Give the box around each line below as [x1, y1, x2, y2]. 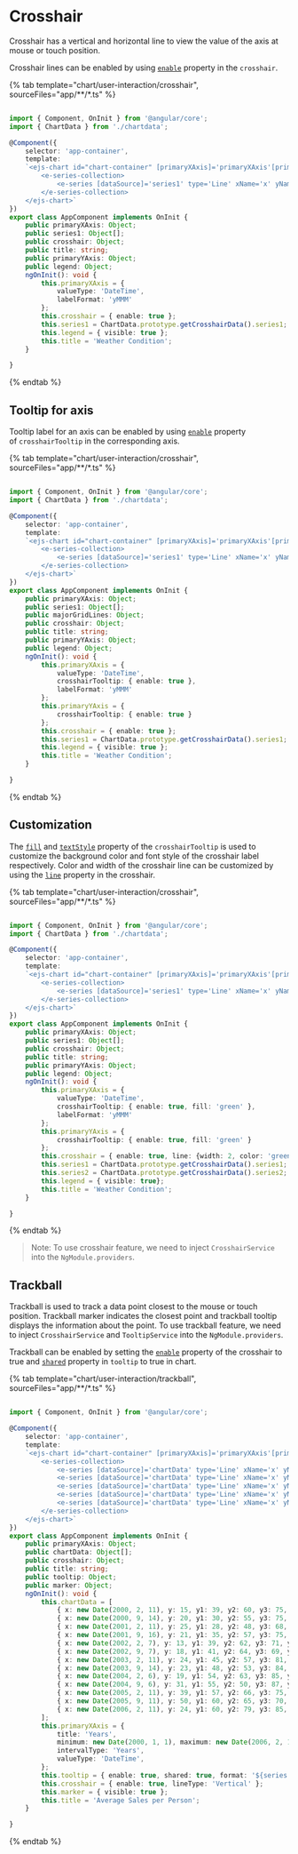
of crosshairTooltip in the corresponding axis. [9, 436, 180, 446]
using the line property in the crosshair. [9, 869, 156, 880]
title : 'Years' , [56, 1730, 117, 1738]
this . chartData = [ [41, 1597, 114, 1606]
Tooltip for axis [9, 403, 94, 418]
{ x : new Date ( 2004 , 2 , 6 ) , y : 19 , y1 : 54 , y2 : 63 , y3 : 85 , [56, 1672, 284, 1681]
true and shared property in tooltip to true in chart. [9, 1356, 197, 1367]
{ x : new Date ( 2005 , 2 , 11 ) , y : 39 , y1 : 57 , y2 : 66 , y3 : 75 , [56, 1689, 288, 1698]
